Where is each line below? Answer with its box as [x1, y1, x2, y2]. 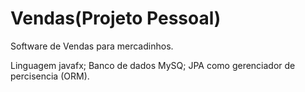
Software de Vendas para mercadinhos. [10, 40, 174, 52]
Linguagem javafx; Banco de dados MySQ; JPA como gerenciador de [10, 59, 296, 71]
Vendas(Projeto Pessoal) [10, 7, 222, 30]
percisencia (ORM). [10, 70, 90, 82]
